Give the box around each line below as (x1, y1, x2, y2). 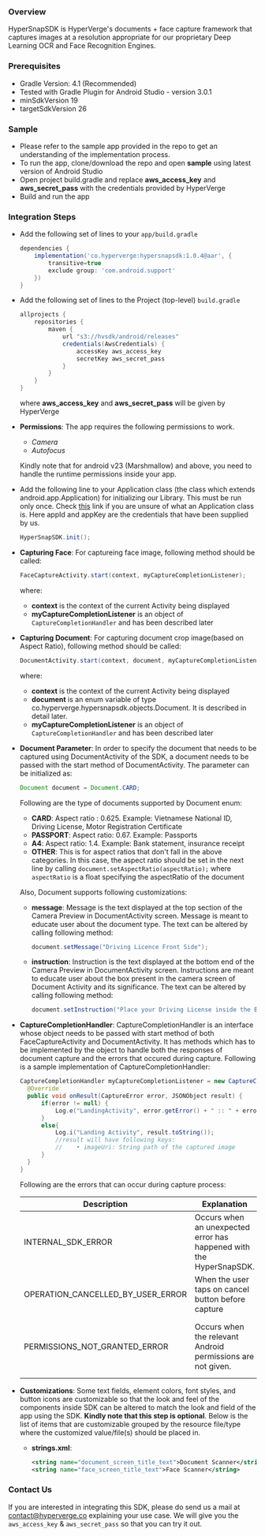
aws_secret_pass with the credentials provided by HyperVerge (19, 183, 226, 192)
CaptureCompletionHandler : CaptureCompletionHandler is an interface (19, 1020, 254, 1030)
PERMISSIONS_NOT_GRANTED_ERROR (23, 1340, 169, 1351)
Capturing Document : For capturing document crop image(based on (19, 633, 244, 642)
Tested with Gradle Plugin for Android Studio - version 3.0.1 (19, 87, 212, 96)
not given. (194, 1360, 232, 1371)
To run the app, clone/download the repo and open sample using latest (19, 158, 252, 167)
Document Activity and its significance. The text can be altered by (31, 982, 246, 992)
